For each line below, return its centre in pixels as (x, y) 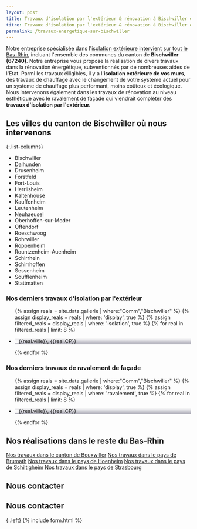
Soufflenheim (31, 277)
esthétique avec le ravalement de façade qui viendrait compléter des (89, 99)
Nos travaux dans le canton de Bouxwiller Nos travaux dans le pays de (91, 455)
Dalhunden (28, 164)
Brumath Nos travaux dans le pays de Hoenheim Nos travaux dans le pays (96, 461)
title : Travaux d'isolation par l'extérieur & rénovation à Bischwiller (97, 19)
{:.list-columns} (25, 147)
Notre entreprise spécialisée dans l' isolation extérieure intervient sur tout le (97, 49)
